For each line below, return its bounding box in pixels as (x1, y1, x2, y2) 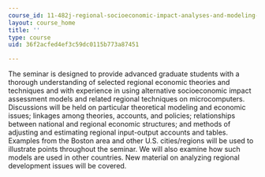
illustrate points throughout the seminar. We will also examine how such (8, 145, 241, 154)
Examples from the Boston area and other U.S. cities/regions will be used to (8, 136, 254, 146)
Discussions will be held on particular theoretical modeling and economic (8, 103, 246, 112)
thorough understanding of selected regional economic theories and (8, 78, 230, 87)
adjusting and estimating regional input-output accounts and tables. (8, 127, 229, 138)
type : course (8, 33, 51, 42)
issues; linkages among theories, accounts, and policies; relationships (8, 111, 236, 120)
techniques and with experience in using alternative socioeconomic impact (8, 86, 252, 95)
